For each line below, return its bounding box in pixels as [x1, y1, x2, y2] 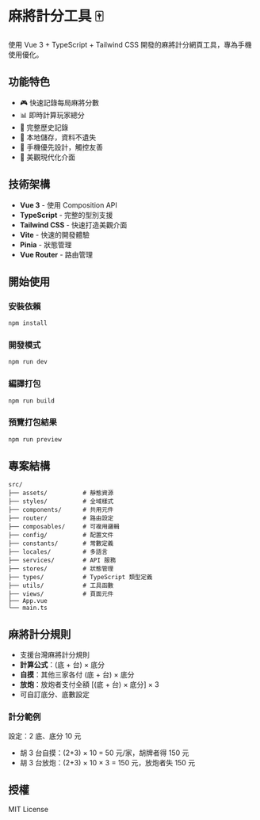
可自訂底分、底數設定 [19, 690, 90, 700]
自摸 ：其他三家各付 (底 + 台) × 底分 [19, 670, 135, 680]
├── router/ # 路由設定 [8, 514, 114, 523]
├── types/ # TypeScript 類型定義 [8, 574, 153, 582]
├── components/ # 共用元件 [8, 506, 114, 514]
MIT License [8, 805, 49, 814]
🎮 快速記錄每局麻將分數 [19, 97, 100, 107]
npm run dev [8, 358, 48, 366]
